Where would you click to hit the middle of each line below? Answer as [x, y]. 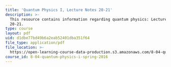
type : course [19, 29]
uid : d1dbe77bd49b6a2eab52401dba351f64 [48, 38]
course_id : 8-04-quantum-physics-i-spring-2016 [57, 57]
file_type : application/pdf [35, 43]
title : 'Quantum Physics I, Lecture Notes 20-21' [59, 10]
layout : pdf [18, 33]
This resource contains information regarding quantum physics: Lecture [89, 19]
